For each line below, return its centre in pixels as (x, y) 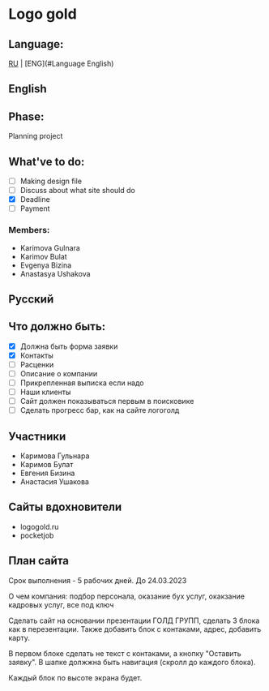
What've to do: (47, 162)
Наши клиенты (45, 392)
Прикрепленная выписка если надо (82, 383)
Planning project (36, 136)
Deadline (35, 200)
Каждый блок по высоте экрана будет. (75, 677)
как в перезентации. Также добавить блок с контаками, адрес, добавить (135, 629)
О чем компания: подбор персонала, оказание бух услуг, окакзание (127, 596)
